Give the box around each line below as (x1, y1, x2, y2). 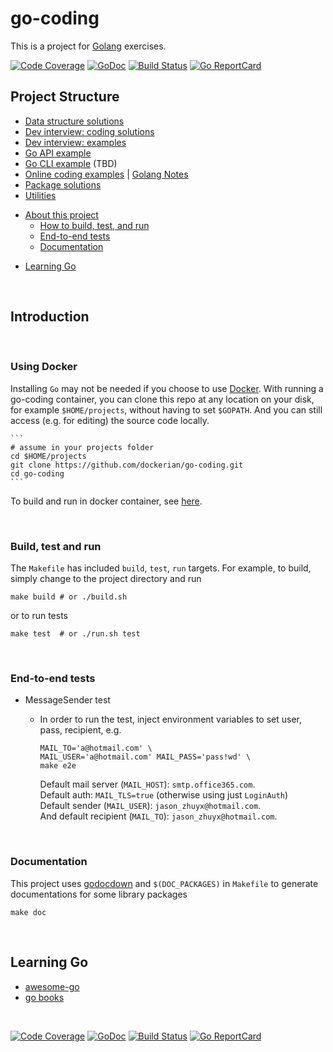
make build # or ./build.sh (10, 592, 128, 602)
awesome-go (24, 980, 80, 992)
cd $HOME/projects (10, 451, 87, 461)
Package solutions (24, 178, 102, 191)
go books (24, 991, 65, 1003)
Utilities (24, 189, 57, 201)
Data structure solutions (24, 115, 125, 127)
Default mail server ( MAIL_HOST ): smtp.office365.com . (39, 778, 256, 791)
